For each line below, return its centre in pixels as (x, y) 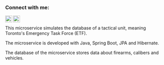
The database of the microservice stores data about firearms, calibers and (82, 53)
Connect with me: (27, 7)
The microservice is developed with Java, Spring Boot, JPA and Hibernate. (82, 43)
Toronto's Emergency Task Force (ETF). (46, 33)
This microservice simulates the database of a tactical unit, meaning (76, 28)
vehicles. (15, 58)
